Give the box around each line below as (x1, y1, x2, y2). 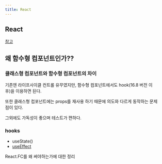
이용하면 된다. (15, 88, 42, 94)
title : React (5, 7, 32, 12)
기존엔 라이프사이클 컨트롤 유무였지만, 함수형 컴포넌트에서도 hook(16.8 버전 (5, 82, 148, 88)
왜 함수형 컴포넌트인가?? (5, 54, 74, 62)
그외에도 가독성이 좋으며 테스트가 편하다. (5, 115, 81, 121)
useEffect (12, 144, 32, 149)
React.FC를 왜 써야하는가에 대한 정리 (5, 154, 75, 160)
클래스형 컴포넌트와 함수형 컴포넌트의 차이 (5, 70, 97, 77)
